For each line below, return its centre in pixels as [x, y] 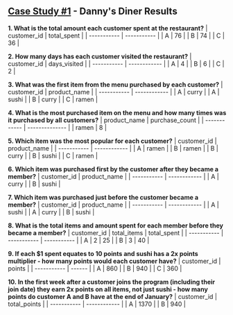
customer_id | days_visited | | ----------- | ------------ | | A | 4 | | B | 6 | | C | [116, 63]
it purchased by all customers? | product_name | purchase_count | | [106, 120]
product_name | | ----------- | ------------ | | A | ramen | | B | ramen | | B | [113, 148]
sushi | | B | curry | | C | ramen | [53, 99]
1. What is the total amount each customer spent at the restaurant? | [108, 28]
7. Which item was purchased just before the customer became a [103, 197]
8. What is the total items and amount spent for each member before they [116, 225]
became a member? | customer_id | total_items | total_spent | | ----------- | [116, 232]
